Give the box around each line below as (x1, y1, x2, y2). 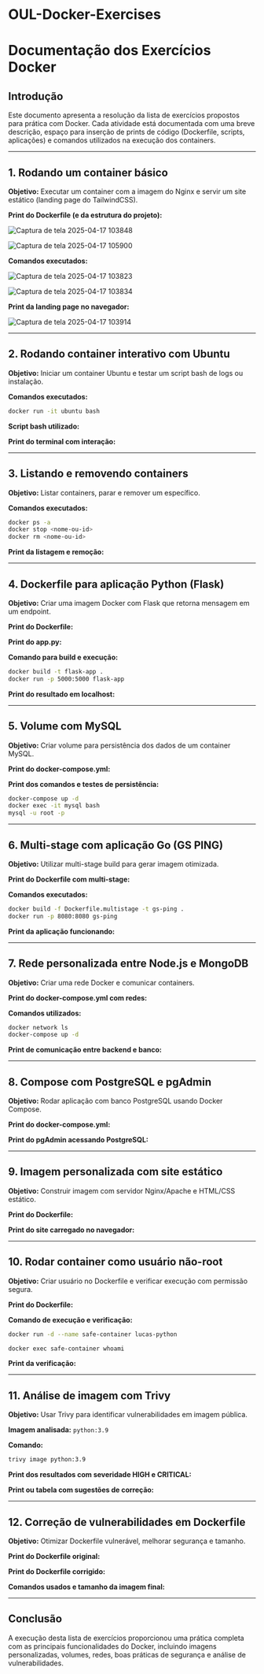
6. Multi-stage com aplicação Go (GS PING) (8, 838, 224, 852)
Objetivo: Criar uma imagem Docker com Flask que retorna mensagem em (8, 598, 250, 607)
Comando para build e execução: (8, 652, 119, 662)
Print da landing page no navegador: (8, 302, 130, 311)
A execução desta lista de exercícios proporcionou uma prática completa (8, 1633, 245, 1642)
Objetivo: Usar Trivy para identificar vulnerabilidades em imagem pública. (8, 1410, 247, 1420)
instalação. (8, 377, 44, 386)
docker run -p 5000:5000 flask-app (8, 675, 125, 683)
